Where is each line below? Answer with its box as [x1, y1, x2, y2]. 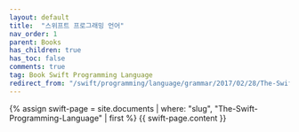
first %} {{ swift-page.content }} [109, 113, 227, 123]
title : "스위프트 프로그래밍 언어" [9, 21, 125, 30]
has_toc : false [9, 54, 66, 63]
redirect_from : [9, 79, 66, 88]
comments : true [9, 63, 66, 72]
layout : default [9, 12, 69, 22]
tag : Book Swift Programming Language [9, 71, 153, 80]
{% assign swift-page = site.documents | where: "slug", [9, 103, 213, 113]
